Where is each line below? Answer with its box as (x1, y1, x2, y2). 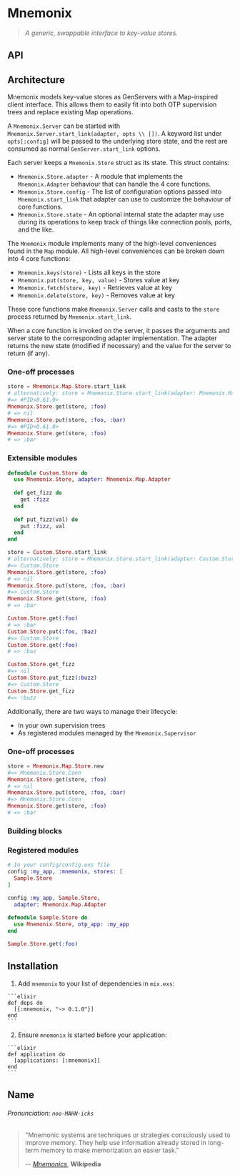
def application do (7, 1051, 66, 1058)
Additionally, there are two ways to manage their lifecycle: (7, 707, 178, 715)
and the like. (17, 225, 54, 234)
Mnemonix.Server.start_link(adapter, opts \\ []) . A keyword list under (7, 129, 222, 138)
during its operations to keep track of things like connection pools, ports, (17, 218, 232, 227)
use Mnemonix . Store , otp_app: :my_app (14, 921, 130, 928)
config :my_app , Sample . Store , (7, 894, 101, 901)
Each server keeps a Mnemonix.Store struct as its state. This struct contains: (7, 159, 230, 167)
